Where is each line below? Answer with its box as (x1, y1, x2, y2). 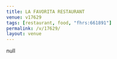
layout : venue (6, 31, 42, 37)
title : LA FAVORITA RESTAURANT (6, 8, 85, 15)
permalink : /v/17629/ (6, 25, 61, 32)
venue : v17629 (6, 14, 42, 20)
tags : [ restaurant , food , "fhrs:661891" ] (6, 20, 112, 26)
